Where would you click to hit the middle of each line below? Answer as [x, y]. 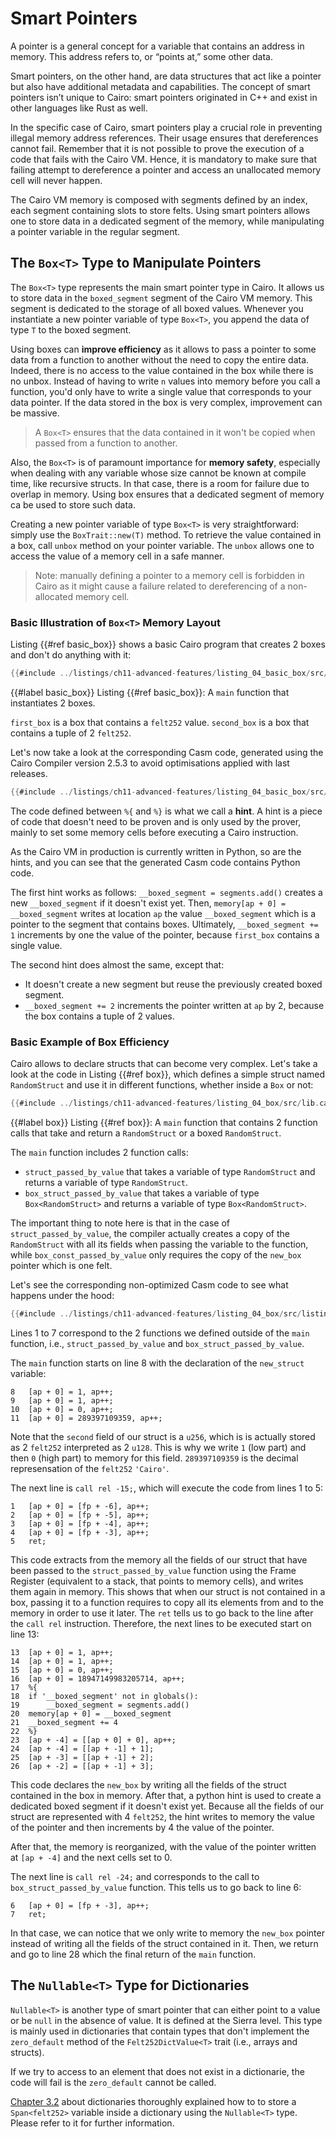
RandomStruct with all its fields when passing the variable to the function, [159, 1244]
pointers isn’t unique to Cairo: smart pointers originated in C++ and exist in [164, 97]
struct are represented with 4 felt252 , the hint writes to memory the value [162, 1816]
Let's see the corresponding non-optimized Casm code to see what [149, 1284]
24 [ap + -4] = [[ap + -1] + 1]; [82, 1748]
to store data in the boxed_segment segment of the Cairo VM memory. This [161, 298]
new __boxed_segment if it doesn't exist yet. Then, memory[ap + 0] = [148, 903]
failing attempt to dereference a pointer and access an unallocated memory [166, 169]
